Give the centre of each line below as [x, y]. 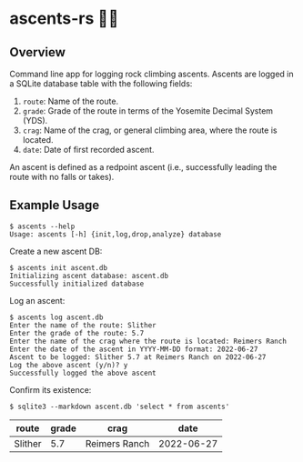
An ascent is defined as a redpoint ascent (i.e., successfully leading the [143, 167]
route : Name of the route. [71, 101]
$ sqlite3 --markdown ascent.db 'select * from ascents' [120, 407]
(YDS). [35, 121]
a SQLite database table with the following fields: [101, 84]
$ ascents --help [42, 226]
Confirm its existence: [50, 389]
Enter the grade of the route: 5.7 [77, 333]
